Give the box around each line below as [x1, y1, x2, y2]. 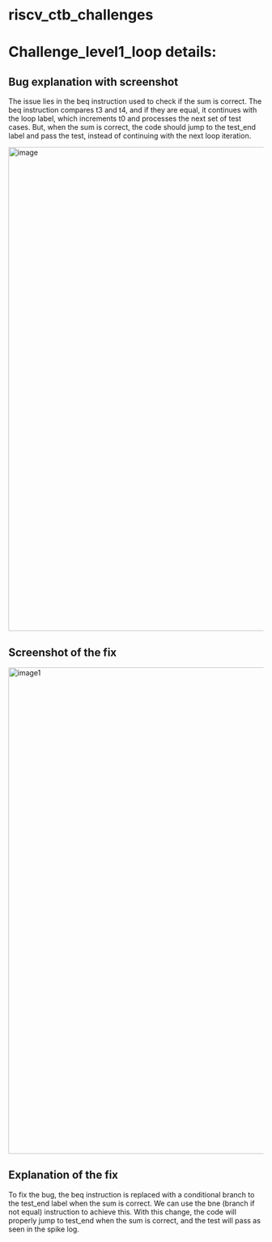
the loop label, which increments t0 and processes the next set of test [8, 113, 241, 123]
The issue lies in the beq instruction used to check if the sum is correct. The [8, 96, 262, 106]
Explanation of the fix [8, 1168, 119, 1182]
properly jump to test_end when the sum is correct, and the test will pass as [8, 1215, 261, 1225]
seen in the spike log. [8, 1224, 79, 1234]
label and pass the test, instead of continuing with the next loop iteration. [8, 131, 252, 141]
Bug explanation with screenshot [8, 75, 179, 88]
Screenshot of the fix [8, 645, 117, 659]
